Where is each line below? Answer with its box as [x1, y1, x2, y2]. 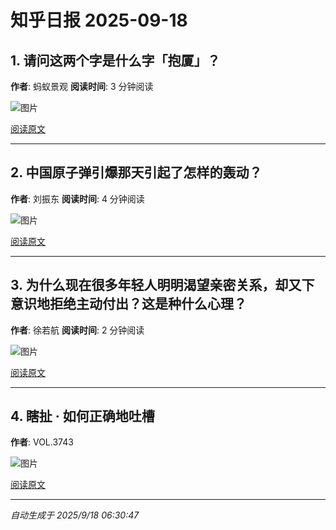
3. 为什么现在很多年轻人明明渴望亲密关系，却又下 [10, 277, 315, 294]
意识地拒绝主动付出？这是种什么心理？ [10, 296, 247, 313]
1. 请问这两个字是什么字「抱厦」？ [10, 52, 221, 69]
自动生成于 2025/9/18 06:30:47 [10, 509, 140, 521]
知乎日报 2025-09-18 [10, 9, 188, 32]
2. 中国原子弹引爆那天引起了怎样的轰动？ [10, 164, 263, 181]
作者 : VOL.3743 [10, 436, 74, 448]
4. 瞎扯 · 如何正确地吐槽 [10, 408, 155, 425]
